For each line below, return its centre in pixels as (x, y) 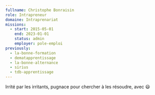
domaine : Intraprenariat (32, 20)
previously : (18, 48)
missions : (16, 24)
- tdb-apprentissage (32, 72)
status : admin (29, 39)
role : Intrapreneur (26, 15)
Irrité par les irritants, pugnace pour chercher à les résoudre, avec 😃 (78, 87)
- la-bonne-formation (33, 53)
